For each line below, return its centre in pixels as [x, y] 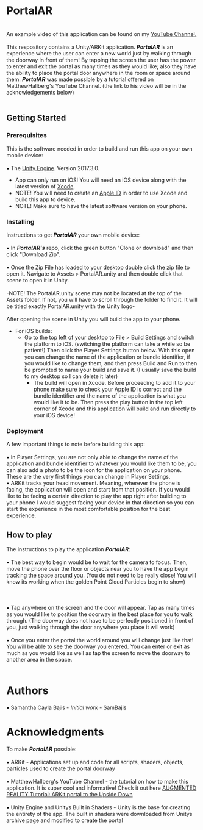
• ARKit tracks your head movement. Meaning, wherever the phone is [94, 483]
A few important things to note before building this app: [76, 444]
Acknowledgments [55, 732]
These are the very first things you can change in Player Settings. [88, 477]
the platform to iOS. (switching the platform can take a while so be [107, 344]
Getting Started [36, 118]
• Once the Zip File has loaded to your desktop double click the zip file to [98, 267]
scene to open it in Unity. [37, 280]
